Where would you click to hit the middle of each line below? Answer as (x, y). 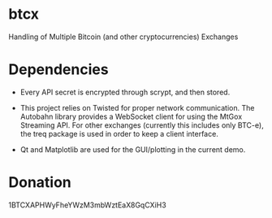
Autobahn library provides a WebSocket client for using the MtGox (131, 116)
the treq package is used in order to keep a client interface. (119, 133)
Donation (40, 183)
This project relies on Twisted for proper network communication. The (137, 107)
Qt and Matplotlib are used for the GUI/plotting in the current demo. (133, 149)
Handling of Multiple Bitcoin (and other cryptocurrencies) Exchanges (123, 37)
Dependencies (58, 70)
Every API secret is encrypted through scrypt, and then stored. (125, 92)
